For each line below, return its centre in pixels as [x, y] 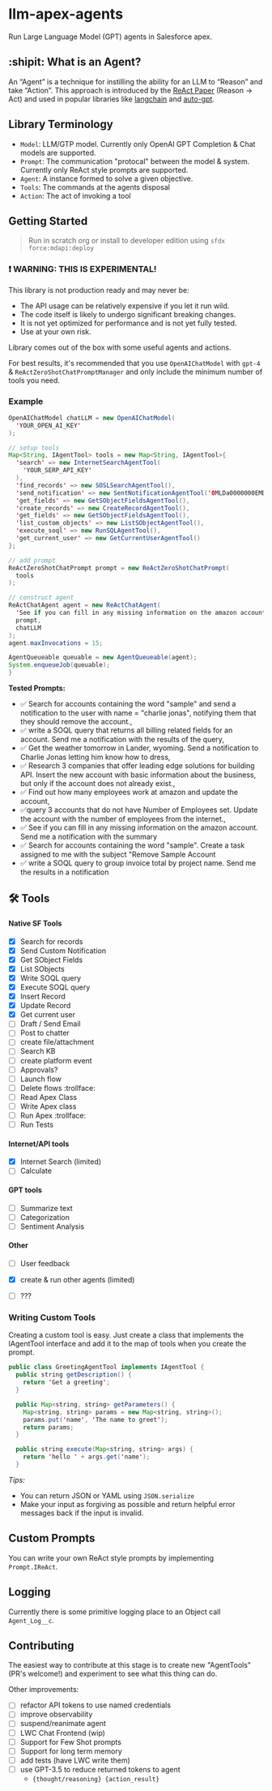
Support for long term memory [71, 1751]
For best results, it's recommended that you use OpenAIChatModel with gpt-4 [134, 363]
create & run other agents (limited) [77, 1279]
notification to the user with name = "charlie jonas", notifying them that [138, 713]
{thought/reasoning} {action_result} [96, 1779]
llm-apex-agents [66, 14]
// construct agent [41, 598]
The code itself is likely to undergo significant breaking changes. [128, 314]
